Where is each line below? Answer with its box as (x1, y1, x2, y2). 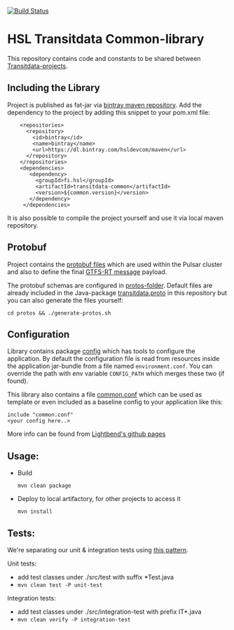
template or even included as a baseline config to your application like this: (7, 398, 223, 406)
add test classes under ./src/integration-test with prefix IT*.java (17, 608, 202, 616)
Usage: (7, 450, 40, 462)
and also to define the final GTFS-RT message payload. (7, 267, 167, 276)
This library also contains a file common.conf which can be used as (7, 390, 202, 399)
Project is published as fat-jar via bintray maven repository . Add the (7, 100, 202, 109)
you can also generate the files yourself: (7, 296, 124, 304)
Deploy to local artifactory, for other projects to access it (17, 495, 181, 503)
